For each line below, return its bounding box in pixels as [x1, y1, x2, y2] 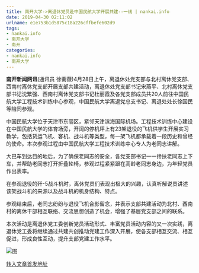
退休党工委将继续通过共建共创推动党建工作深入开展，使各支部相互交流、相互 [6, 227, 193, 234]
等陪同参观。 [6, 105, 37, 112]
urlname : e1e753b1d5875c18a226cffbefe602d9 [6, 20, 115, 26]
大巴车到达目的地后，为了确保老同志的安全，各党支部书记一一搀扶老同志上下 [6, 153, 193, 160]
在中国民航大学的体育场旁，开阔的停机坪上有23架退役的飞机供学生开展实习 [6, 125, 190, 132]
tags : [6, 25, 20, 31]
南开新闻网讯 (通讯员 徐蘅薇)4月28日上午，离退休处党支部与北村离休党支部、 [6, 75, 192, 82]
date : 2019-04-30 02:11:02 [6, 14, 73, 20]
